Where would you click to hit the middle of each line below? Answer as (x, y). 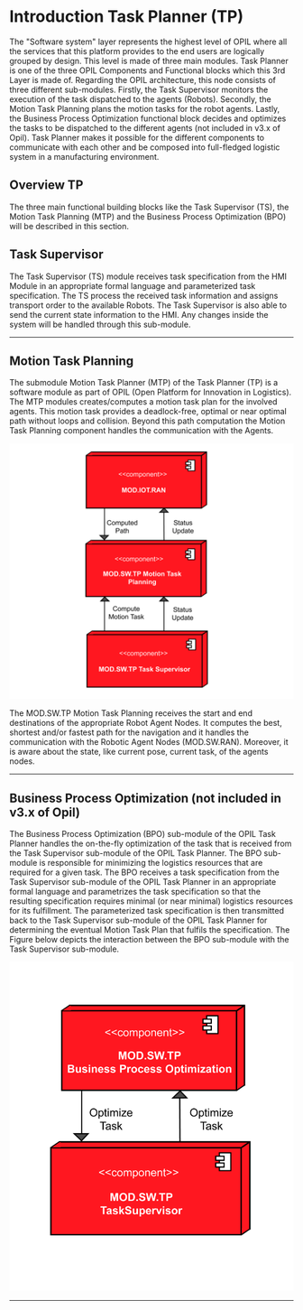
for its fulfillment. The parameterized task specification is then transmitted (147, 910)
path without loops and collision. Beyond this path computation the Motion (147, 421)
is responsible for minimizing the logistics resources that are (151, 863)
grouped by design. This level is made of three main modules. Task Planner (149, 60)
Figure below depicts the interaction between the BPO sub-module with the (150, 939)
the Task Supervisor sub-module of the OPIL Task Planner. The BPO (136, 853)
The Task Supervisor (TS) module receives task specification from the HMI (148, 276)
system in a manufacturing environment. (84, 156)
